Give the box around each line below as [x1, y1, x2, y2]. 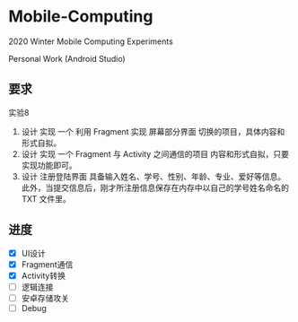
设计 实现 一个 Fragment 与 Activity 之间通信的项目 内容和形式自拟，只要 [21, 148, 289, 159]
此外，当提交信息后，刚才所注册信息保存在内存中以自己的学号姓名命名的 [21, 182, 289, 193]
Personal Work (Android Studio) [8, 53, 127, 64]
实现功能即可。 [21, 160, 77, 170]
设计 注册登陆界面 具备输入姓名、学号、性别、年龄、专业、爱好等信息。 [21, 170, 286, 181]
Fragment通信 [21, 258, 74, 270]
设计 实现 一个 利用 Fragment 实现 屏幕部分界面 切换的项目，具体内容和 [21, 126, 285, 136]
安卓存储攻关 [21, 292, 69, 303]
